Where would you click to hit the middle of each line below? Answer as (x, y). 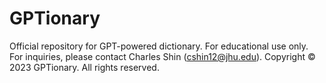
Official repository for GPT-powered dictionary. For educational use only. (159, 46)
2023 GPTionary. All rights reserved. (84, 67)
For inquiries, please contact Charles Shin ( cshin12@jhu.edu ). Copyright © (162, 56)
